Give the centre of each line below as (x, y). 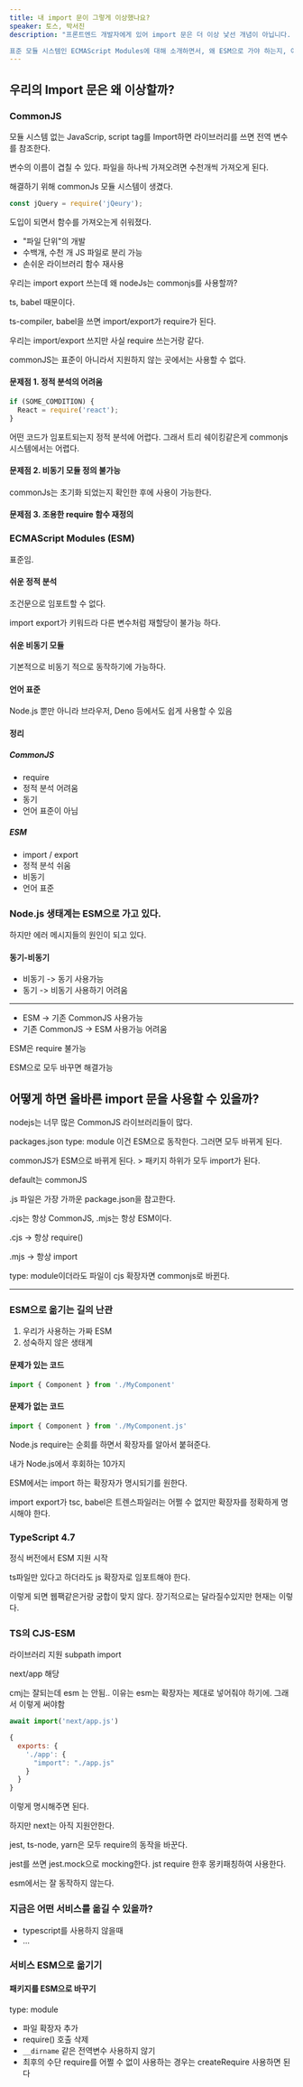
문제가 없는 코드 (37, 1406)
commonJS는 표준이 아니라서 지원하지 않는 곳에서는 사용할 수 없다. (128, 359)
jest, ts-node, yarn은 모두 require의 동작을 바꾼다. (98, 1845)
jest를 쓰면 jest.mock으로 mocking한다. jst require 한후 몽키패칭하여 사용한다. (148, 1864)
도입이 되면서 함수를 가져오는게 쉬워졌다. (80, 221)
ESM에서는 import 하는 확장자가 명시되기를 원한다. (98, 1483)
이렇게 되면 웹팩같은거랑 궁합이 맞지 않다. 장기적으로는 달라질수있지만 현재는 (143, 1596)
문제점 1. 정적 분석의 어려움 (56, 382)
